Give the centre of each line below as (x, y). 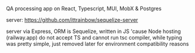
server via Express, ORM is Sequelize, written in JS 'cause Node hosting (93, 31)
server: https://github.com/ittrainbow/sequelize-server (72, 20)
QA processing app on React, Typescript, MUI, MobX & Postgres (84, 9)
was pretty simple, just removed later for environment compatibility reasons (97, 44)
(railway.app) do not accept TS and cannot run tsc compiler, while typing (94, 37)
